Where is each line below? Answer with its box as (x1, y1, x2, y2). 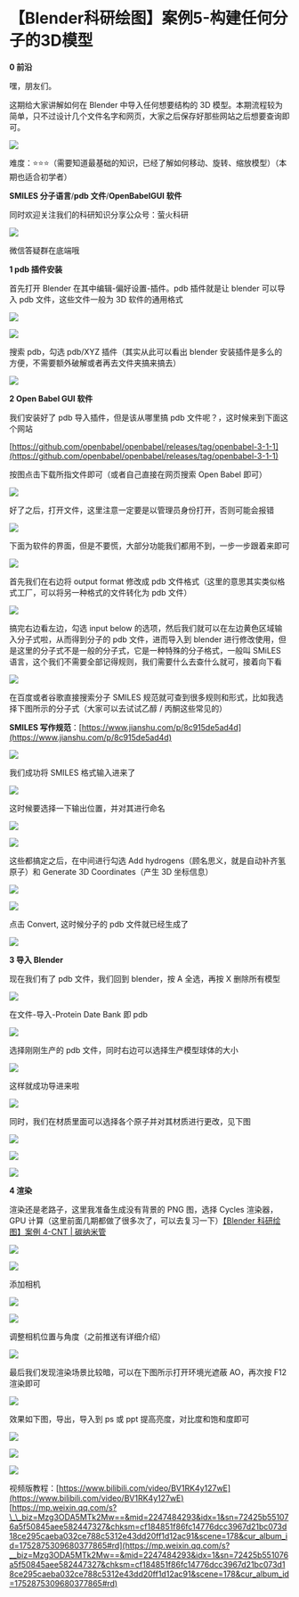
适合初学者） (24, 171, 72, 182)
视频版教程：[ (9, 1482, 60, 1494)
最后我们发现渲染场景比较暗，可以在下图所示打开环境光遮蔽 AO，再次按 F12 (9, 1366, 287, 1378)
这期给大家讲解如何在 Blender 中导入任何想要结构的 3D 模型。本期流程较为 (9, 99, 283, 110)
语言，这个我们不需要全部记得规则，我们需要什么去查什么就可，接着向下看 (9, 656, 282, 667)
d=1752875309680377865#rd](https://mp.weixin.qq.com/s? (9, 1540, 230, 1551)
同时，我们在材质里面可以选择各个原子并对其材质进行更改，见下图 (9, 1115, 251, 1126)
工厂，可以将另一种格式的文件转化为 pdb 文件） (16, 587, 192, 597)
